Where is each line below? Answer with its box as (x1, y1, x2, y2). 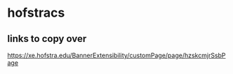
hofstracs (7, 5, 65, 21)
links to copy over (7, 33, 87, 45)
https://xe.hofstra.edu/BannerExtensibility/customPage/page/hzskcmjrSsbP (7, 51, 226, 59)
